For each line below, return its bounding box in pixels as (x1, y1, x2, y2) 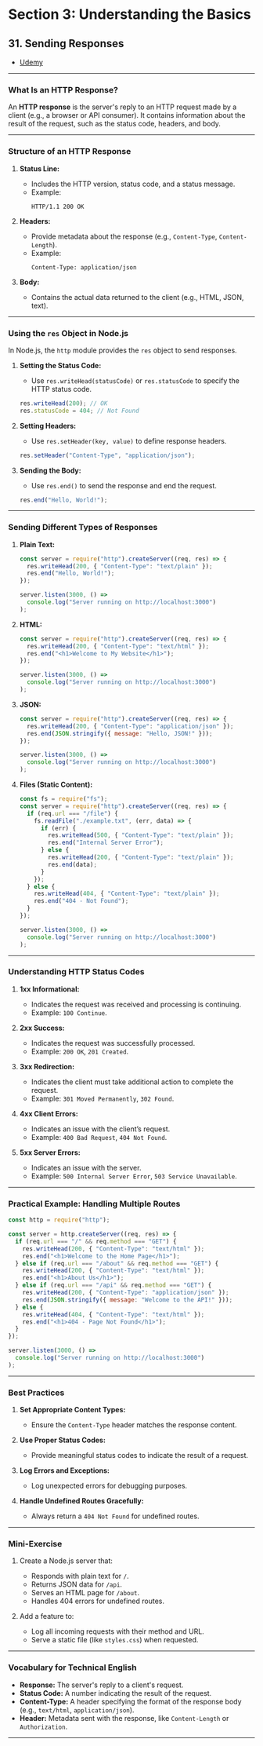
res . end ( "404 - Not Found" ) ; (34, 897, 129, 905)
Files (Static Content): (19, 780, 93, 790)
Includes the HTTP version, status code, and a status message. (31, 179, 236, 188)
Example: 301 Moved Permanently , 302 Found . (31, 1094, 175, 1103)
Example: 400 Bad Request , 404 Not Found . (31, 1132, 168, 1141)
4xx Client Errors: (19, 1109, 78, 1118)
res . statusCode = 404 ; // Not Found (19, 407, 139, 415)
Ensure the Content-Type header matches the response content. (31, 1420, 237, 1430)
